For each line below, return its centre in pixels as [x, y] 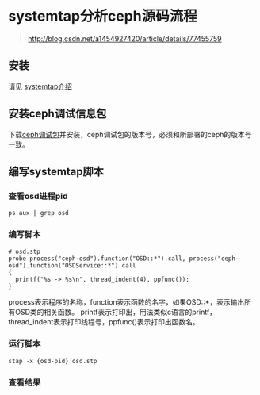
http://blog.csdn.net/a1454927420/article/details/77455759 [124, 38]
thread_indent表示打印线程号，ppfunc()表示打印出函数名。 [104, 321]
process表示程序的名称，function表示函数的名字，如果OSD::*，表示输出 [126, 301]
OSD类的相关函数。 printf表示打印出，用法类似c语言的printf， [115, 312]
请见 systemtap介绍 [40, 86]
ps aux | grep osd [38, 213]
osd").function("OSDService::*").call [72, 265]
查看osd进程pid [38, 196]
